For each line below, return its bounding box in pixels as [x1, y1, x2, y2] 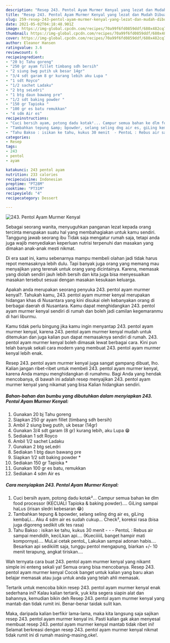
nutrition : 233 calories [6, 172, 58, 177]
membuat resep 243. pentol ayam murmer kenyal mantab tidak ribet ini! [6, 621, 154, 627]
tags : [6, 144, 17, 149]
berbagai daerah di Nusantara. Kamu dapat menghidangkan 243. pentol [6, 302, 155, 309]
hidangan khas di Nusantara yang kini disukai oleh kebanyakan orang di [6, 297, 155, 303]
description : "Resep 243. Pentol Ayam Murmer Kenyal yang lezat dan [6, 7, 153, 13]
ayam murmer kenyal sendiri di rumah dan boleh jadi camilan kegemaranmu [6, 308, 163, 314]
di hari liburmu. [6, 313, 37, 319]
